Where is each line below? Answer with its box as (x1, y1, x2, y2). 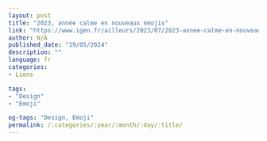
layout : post (8, 11, 52, 20)
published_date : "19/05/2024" (8, 41, 109, 49)
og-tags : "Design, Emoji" (8, 114, 94, 122)
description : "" (8, 48, 62, 56)
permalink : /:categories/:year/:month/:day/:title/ (8, 121, 183, 129)
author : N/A (8, 33, 48, 42)
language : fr (8, 56, 52, 64)
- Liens (8, 70, 34, 78)
